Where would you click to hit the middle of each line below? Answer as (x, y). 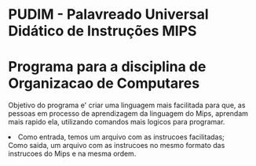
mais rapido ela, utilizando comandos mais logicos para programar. (117, 122)
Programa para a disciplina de (107, 67)
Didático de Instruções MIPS (102, 31)
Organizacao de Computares (104, 83)
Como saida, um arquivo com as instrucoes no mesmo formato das (117, 146)
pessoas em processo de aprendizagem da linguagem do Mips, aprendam (128, 114)
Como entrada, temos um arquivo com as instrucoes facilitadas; (122, 137)
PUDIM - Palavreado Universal (109, 14)
